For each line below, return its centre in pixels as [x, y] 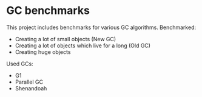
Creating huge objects [43, 52]
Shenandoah [31, 88]
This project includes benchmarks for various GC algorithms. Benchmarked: [101, 27]
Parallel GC [29, 82]
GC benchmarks [48, 11]
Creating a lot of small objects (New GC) [66, 39]
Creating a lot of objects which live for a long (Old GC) [82, 45]
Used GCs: [20, 64]
